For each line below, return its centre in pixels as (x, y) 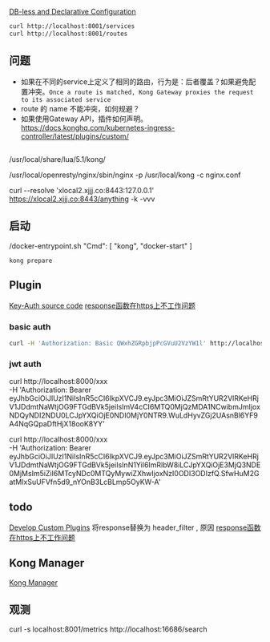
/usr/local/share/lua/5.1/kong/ (58, 159)
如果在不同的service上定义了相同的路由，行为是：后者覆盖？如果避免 (135, 81)
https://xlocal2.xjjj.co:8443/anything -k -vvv (82, 199)
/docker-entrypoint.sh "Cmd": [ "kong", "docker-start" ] (101, 246)
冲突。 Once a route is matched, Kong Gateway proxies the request (141, 91)
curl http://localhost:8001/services (72, 26)
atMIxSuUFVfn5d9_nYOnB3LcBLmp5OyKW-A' (85, 482)
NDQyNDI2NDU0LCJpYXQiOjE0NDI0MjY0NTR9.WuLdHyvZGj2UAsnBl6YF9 (134, 415)
